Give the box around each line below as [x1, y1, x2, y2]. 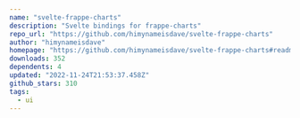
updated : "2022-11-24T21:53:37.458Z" [9, 71, 150, 80]
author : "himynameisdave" [9, 37, 105, 47]
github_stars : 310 [9, 79, 78, 88]
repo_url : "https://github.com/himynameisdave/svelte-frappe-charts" [9, 29, 274, 38]
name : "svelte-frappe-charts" [9, 12, 122, 22]
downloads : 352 [9, 54, 66, 63]
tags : [9, 87, 29, 96]
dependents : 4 [9, 63, 62, 72]
